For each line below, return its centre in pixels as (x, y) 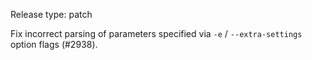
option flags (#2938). (54, 44)
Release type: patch (51, 14)
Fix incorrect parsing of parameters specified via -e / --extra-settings (156, 33)
